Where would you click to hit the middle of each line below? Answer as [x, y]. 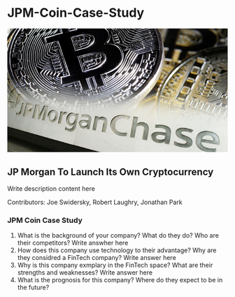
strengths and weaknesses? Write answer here [85, 273]
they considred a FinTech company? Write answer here [97, 258]
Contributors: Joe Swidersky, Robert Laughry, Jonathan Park [95, 202]
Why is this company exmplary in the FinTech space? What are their [115, 265]
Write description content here [51, 189]
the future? [33, 287]
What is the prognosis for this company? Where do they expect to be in [120, 280]
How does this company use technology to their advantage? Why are [117, 250]
